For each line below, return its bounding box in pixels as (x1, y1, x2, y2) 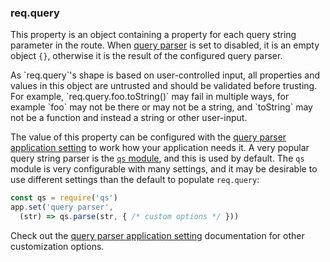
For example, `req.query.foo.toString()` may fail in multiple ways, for (10, 91, 290, 103)
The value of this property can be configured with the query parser (10, 131, 287, 143)
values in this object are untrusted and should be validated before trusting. (10, 80, 318, 92)
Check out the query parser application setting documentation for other (10, 229, 305, 241)
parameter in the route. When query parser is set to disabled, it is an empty (10, 39, 320, 51)
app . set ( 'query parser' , (10, 202, 114, 213)
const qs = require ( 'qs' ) (10, 193, 118, 203)
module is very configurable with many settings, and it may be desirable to (10, 163, 318, 175)
